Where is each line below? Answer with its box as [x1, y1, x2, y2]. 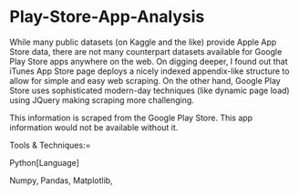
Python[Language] [9, 157, 80, 168]
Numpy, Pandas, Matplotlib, [9, 175, 113, 186]
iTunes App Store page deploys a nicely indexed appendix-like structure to [9, 66, 290, 77]
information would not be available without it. [9, 121, 179, 133]
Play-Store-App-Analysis [9, 6, 205, 27]
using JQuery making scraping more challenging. [9, 94, 194, 106]
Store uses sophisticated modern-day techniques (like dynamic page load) [9, 85, 290, 96]
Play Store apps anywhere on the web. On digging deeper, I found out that [9, 56, 289, 67]
